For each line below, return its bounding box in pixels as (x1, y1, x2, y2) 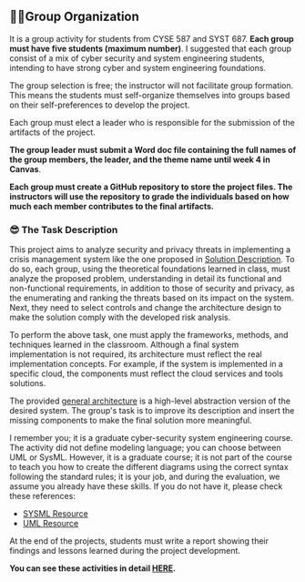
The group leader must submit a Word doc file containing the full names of (9, 144, 297, 155)
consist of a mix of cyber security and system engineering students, (9, 52, 266, 64)
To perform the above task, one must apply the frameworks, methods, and (9, 330, 289, 341)
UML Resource (22, 518, 79, 529)
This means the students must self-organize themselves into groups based (9, 89, 290, 100)
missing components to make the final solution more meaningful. (9, 415, 252, 426)
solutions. (9, 378, 46, 389)
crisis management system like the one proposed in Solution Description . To (9, 254, 295, 265)
